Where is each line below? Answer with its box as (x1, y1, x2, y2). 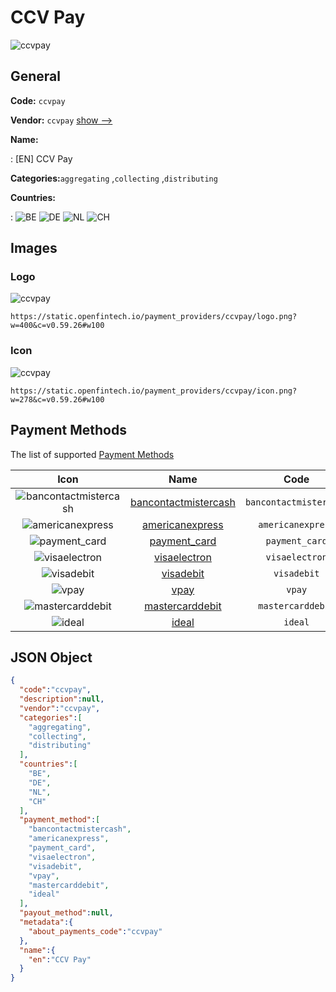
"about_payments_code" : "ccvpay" (28, 926, 163, 936)
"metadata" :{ (19, 917, 74, 928)
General (10, 68, 62, 85)
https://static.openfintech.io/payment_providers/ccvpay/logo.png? (10, 312, 298, 322)
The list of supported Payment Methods (10, 448, 175, 460)
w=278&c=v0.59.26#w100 (10, 394, 105, 405)
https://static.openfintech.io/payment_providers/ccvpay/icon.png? (10, 386, 298, 396)
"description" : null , (19, 694, 105, 705)
